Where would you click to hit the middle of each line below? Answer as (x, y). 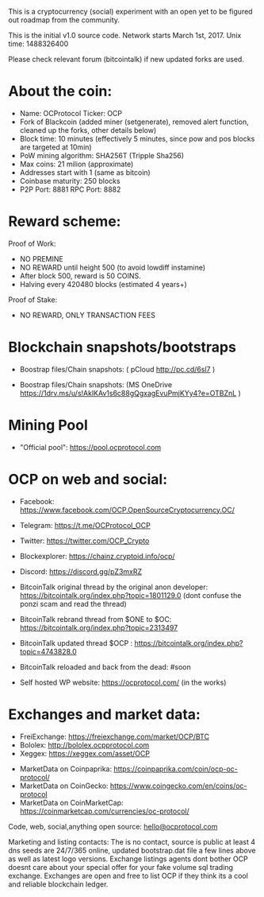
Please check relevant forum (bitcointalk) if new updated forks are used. (126, 59)
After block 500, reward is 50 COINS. (80, 276)
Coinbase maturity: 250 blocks (70, 181)
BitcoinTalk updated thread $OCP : (76, 643)
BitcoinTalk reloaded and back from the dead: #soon (105, 666)
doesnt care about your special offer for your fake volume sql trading (121, 867)
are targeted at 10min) (56, 147)
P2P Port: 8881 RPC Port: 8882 (70, 189)
